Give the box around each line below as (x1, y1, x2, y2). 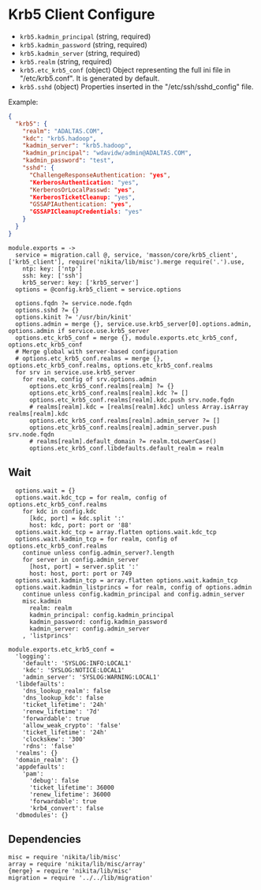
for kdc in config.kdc (22, 507, 97, 515)
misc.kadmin (22, 597, 62, 605)
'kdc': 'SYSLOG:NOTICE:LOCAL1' (22, 666, 125, 674)
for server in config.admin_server (22, 555, 140, 563)
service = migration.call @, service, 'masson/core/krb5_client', (15, 251, 238, 259)
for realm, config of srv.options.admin (22, 375, 157, 383)
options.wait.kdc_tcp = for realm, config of (15, 493, 168, 502)
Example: (8, 97, 39, 107)
